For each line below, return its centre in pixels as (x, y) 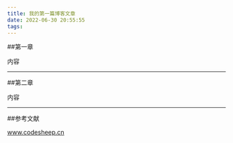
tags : (15, 26)
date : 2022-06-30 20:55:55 (46, 20)
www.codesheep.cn (36, 133)
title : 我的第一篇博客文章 (42, 13)
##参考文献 (23, 119)
